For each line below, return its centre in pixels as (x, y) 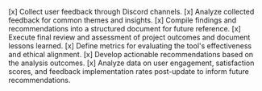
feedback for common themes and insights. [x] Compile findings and (123, 20)
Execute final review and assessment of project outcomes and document (129, 37)
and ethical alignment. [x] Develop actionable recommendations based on (131, 54)
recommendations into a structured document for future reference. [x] (125, 29)
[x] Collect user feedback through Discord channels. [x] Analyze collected (131, 12)
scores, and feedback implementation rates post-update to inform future (129, 71)
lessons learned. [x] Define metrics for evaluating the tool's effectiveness (130, 46)
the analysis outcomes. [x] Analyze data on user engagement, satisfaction (131, 63)
